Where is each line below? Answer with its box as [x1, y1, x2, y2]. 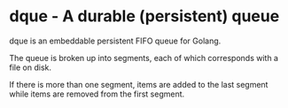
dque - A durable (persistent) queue [9, 6, 280, 27]
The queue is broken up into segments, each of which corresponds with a [9, 52, 279, 63]
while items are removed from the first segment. [9, 89, 185, 99]
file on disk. [9, 62, 51, 73]
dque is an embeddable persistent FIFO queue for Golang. [9, 35, 222, 46]
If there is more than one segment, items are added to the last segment [9, 79, 269, 89]
